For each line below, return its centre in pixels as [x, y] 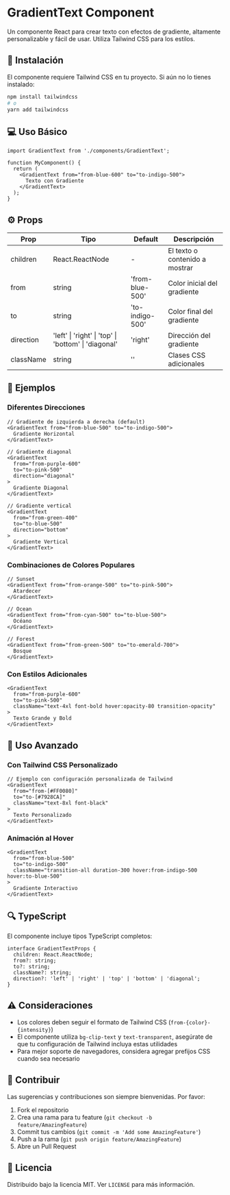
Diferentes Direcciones [46, 408]
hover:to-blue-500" [35, 876]
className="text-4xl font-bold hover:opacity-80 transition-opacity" [114, 706]
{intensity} [34, 1030]
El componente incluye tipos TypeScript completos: [80, 936]
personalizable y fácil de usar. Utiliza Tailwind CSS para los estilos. [101, 38]
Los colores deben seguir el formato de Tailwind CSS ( [94, 1022]
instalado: [21, 84]
